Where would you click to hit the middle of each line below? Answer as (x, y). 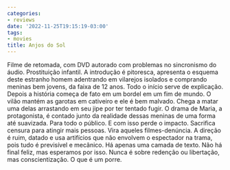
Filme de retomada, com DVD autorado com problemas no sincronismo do (112, 65)
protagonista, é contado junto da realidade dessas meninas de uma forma (112, 116)
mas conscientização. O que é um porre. (65, 159)
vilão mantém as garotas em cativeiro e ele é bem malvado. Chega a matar (113, 101)
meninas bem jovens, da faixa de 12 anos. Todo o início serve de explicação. (115, 87)
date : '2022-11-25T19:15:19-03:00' (58, 26)
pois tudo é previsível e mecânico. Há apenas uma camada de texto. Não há (115, 145)
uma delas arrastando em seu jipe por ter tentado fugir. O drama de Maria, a (115, 108)
